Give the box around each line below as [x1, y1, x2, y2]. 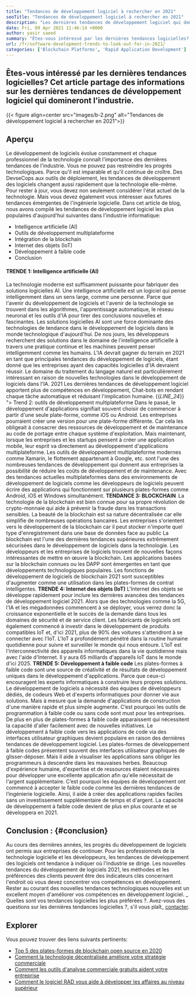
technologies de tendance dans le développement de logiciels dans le [6, 324, 174, 331]
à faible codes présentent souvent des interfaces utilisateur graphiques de [6, 747, 185, 754]
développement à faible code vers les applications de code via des [6, 728, 167, 735]
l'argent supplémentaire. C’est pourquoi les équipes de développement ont [6, 778, 185, 785]
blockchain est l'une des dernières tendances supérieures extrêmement [6, 536, 179, 543]
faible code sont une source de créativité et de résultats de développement [6, 666, 187, 673]
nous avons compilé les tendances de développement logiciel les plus [6, 206, 174, 213]
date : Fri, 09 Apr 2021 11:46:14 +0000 [6, 25, 103, 31]
